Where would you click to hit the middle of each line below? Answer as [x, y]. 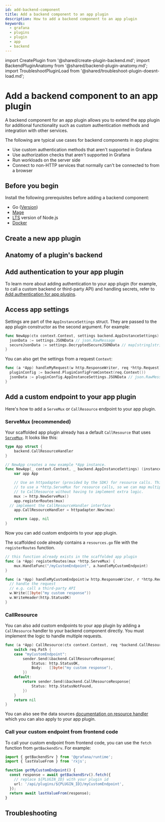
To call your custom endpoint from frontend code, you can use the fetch [78, 743]
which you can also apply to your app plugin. [50, 719]
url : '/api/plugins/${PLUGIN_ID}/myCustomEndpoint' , [69, 784]
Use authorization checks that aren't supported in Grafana [71, 155]
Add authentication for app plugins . [41, 294]
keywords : [15, 23]
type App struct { [24, 446]
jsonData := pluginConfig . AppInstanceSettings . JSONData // [71, 377]
